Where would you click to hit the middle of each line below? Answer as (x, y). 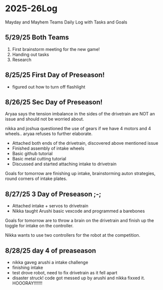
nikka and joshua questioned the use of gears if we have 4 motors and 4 (78, 129)
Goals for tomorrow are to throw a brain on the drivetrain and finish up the (80, 221)
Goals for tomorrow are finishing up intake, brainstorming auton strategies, (80, 174)
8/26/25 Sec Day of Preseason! (54, 102)
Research (22, 60)
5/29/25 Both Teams (37, 37)
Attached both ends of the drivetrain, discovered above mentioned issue (85, 143)
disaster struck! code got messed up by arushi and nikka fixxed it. (79, 278)
